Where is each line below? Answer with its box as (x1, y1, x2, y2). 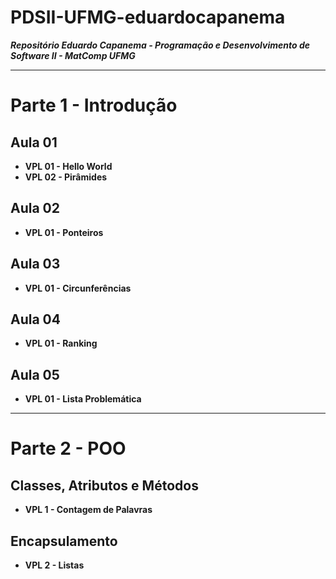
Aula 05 (10, 366, 60, 383)
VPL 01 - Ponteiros (24, 226, 104, 238)
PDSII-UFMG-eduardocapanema (10, 6, 286, 29)
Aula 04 (10, 311, 61, 328)
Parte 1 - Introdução (10, 94, 178, 117)
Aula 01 (10, 134, 58, 151)
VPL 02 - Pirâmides (24, 171, 108, 183)
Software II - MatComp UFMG (10, 49, 136, 61)
